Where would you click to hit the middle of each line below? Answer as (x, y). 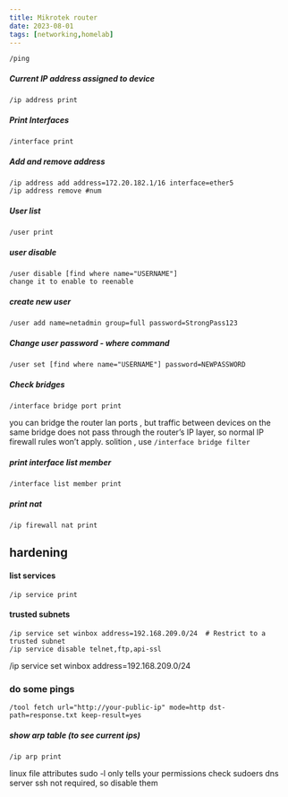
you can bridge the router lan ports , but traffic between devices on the (140, 423)
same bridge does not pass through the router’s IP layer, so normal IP (137, 432)
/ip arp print (36, 757)
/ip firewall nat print (54, 525)
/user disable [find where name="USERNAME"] (93, 274)
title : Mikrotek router (54, 17)
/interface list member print (66, 484)
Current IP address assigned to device (82, 78)
